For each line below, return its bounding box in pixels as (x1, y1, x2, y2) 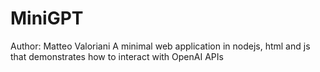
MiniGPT (10, 7, 84, 30)
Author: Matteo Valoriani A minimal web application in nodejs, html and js (10, 40, 311, 52)
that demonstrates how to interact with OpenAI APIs (10, 50, 224, 62)
